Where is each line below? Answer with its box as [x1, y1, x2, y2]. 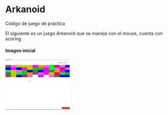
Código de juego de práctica [5, 20, 65, 26]
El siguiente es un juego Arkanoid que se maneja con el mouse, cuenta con [5, 30, 163, 36]
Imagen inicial [5, 47, 36, 53]
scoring [5, 36, 21, 42]
